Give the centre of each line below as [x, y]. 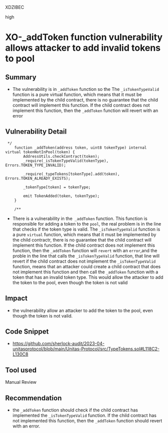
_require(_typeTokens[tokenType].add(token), [72, 174]
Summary [21, 77]
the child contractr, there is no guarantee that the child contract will [82, 240]
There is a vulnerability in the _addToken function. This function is [80, 219]
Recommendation [33, 398]
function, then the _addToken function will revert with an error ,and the [85, 250]
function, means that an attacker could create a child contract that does [87, 266]
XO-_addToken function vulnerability [84, 37]
